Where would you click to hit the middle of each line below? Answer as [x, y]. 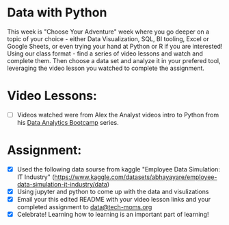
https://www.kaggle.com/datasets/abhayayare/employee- [136, 177]
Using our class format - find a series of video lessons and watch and [105, 54]
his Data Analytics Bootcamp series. [68, 122]
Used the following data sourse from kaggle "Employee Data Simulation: [119, 169]
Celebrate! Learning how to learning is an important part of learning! [113, 215]
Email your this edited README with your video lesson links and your [114, 199]
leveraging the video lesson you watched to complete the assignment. [106, 68]
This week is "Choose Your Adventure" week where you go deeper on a [108, 32]
